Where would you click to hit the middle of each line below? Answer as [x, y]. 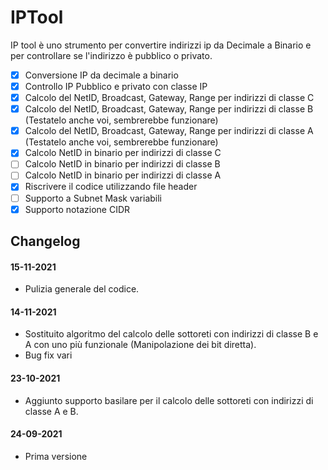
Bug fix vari [48, 355]
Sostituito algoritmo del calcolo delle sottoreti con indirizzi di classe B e [171, 334]
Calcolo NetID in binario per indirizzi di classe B [122, 164]
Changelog [45, 241]
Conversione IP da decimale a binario [101, 75]
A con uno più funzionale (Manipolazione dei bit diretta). [140, 345]
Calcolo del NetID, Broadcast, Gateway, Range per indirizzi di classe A [169, 131]
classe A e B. [51, 411]
